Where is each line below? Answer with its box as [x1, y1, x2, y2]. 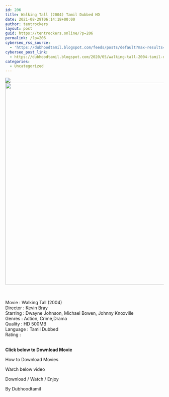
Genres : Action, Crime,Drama [5, 316, 67, 322]
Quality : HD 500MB [5, 321, 47, 327]
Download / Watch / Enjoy [5, 376, 59, 382]
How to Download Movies [5, 357, 59, 363]
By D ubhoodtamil [5, 386, 41, 392]
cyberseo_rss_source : [5, 40, 51, 45]
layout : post [5, 26, 33, 31]
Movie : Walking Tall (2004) [5, 300, 62, 306]
